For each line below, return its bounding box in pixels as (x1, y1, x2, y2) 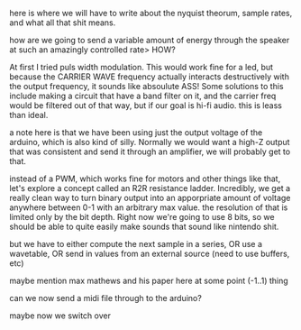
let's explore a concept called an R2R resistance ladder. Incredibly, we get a (9, 183, 291, 193)
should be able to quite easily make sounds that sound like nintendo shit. (9, 221, 279, 232)
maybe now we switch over (9, 310, 111, 321)
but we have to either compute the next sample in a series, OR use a (9, 239, 263, 249)
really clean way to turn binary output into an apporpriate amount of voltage (9, 193, 291, 203)
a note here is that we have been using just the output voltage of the (9, 127, 263, 138)
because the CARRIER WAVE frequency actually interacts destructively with (9, 71, 290, 82)
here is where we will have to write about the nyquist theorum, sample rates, (9, 8, 293, 18)
